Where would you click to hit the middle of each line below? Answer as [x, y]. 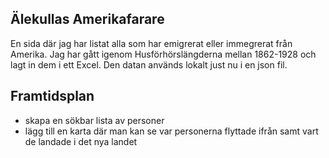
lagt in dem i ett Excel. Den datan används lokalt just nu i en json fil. [149, 64]
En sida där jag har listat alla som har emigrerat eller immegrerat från [151, 43]
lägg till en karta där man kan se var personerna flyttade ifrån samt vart [171, 131]
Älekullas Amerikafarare [87, 19]
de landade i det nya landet [81, 141]
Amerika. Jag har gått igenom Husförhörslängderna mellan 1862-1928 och [163, 54]
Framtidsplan [52, 96]
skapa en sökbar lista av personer [94, 120]
